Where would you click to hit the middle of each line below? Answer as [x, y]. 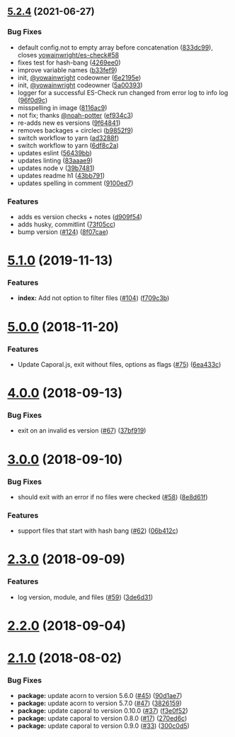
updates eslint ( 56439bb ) [55, 153]
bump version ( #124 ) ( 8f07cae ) [63, 232]
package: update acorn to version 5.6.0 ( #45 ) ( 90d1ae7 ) [100, 696]
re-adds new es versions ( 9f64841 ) [69, 123]
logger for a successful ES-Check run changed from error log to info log [123, 92]
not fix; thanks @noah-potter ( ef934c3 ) [75, 115]
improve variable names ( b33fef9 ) [68, 70]
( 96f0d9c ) [33, 100]
